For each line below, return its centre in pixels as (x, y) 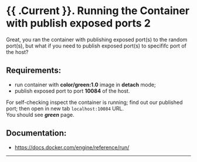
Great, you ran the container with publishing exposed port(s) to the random (97, 39)
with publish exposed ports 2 (79, 23)
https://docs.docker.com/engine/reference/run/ (72, 147)
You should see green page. (40, 114)
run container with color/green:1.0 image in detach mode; (85, 85)
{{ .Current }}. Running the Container (98, 11)
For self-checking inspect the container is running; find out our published (94, 102)
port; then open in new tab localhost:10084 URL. (65, 108)
